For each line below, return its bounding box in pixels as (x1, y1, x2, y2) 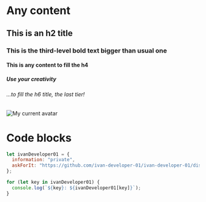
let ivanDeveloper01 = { (6, 151, 70, 157)
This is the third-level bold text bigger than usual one (6, 46, 167, 55)
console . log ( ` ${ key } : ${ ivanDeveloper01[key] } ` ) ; (12, 184, 141, 191)
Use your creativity (6, 75, 56, 82)
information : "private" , (12, 157, 75, 163)
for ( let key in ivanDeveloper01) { (6, 179, 100, 186)
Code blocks (6, 131, 72, 145)
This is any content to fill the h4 (6, 62, 89, 69)
